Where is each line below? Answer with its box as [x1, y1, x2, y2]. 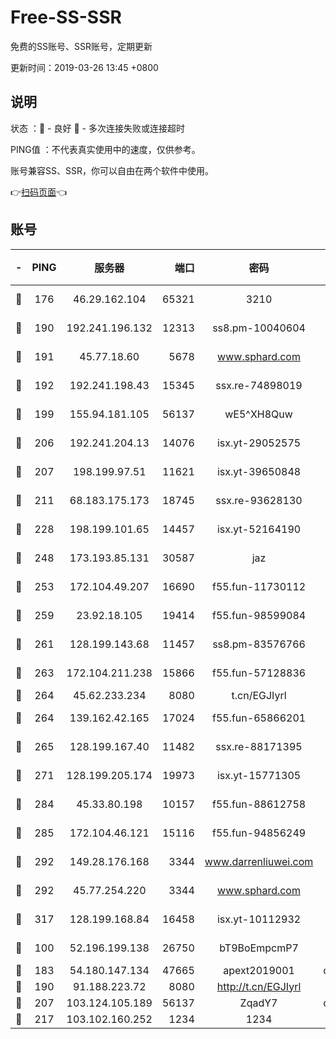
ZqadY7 [239, 996, 278, 1010]
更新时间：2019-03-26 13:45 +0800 [10, 61, 159, 73]
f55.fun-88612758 [211, 797, 307, 811]
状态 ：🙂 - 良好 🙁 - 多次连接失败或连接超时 [10, 122, 185, 134]
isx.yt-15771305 [216, 768, 302, 782]
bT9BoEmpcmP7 [219, 941, 299, 955]
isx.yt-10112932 [216, 912, 302, 926]
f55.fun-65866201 [211, 711, 307, 725]
